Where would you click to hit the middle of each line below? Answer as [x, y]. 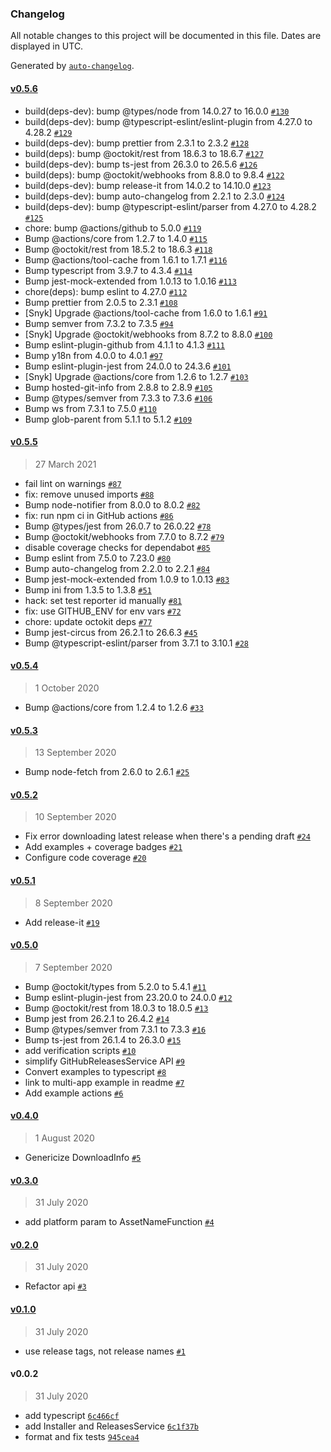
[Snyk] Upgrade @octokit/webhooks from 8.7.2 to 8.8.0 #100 [148, 334]
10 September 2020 [75, 817]
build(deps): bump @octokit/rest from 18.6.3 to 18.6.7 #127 [144, 153]
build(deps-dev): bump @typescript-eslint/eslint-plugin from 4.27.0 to [168, 121]
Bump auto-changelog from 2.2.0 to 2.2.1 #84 [117, 568]
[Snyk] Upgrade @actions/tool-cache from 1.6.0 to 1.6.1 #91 [146, 313]
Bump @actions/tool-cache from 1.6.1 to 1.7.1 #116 [126, 259]
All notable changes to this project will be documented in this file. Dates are [166, 36]
